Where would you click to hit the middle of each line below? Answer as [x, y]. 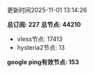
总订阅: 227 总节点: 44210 [44, 25]
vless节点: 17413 [40, 39]
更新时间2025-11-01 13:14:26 [47, 10]
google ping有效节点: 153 [43, 62]
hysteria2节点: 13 [41, 47]
